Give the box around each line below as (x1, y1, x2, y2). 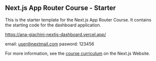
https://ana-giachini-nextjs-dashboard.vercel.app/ (5, 31, 106, 37)
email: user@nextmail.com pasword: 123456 (5, 41, 94, 47)
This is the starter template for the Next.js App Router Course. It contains (5, 17, 152, 22)
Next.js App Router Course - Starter (5, 4, 116, 12)
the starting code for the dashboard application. (5, 22, 101, 28)
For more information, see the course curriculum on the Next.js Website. (5, 50, 150, 56)
